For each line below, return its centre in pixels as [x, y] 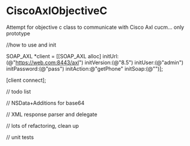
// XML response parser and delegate [52, 114]
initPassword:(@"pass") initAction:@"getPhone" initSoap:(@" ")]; [85, 68]
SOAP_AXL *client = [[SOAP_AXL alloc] [54, 56]
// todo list [19, 91]
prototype [18, 33]
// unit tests [20, 137]
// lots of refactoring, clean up [43, 125]
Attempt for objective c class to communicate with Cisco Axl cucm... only [95, 27]
